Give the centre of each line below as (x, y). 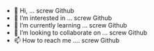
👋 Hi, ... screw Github (44, 11)
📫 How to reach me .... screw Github (67, 40)
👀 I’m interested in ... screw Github (63, 18)
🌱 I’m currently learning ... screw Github (70, 25)
